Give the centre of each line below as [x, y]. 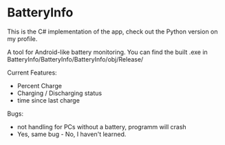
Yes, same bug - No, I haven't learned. [72, 134]
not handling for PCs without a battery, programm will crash [102, 127]
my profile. [22, 38]
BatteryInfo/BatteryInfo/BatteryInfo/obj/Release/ [75, 59]
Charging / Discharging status [59, 93]
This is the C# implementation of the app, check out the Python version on [112, 31]
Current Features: [32, 72]
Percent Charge [39, 85]
